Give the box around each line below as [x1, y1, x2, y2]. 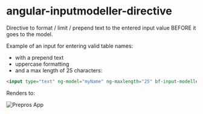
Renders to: [6, 89, 35, 97]
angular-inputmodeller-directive [6, 4, 172, 18]
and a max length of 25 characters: [14, 66, 103, 74]
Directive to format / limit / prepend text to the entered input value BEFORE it [6, 24, 196, 31]
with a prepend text [14, 54, 64, 61]
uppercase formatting [14, 60, 69, 68]
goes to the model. [6, 30, 53, 37]
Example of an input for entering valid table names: [6, 42, 134, 49]
